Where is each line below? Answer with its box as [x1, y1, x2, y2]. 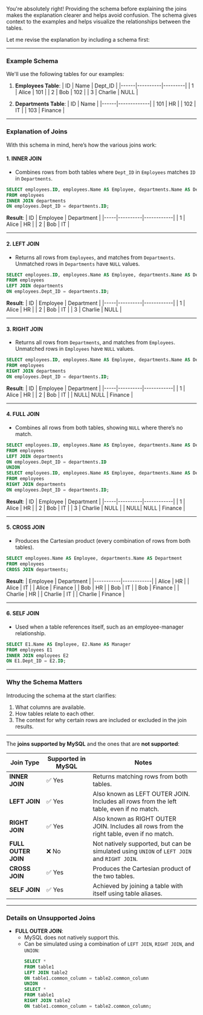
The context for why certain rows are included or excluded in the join [14, 716, 187, 723]
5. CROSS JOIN [6, 524, 45, 531]
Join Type [10, 758, 40, 766]
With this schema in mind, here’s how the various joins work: [6, 141, 157, 149]
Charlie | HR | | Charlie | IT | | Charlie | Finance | [6, 590, 125, 597]
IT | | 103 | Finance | [14, 107, 65, 114]
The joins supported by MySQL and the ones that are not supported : [6, 740, 180, 748]
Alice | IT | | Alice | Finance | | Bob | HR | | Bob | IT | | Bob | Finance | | [6, 584, 179, 591]
